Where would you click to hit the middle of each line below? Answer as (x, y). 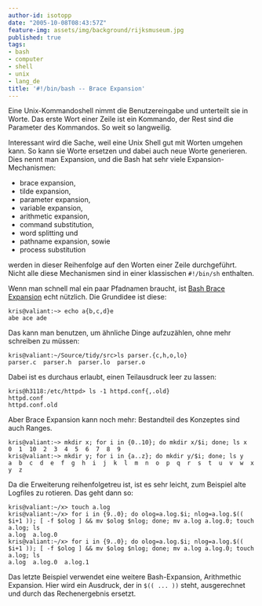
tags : (17, 45)
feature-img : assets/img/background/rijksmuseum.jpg (96, 30)
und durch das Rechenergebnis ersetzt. (72, 593)
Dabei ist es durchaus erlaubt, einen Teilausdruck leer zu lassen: (113, 377)
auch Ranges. (30, 428)
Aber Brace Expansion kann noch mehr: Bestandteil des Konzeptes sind (124, 420)
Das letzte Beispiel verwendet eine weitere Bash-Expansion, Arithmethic (125, 577)
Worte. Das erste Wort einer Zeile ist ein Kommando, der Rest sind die (121, 119)
